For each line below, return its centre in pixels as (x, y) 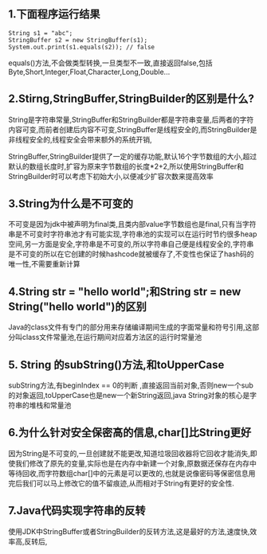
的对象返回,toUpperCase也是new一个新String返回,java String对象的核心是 (129, 396)
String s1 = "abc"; (41, 33)
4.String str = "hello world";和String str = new (125, 292)
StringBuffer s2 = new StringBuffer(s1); (78, 40)
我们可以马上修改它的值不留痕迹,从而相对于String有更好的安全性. (128, 483)
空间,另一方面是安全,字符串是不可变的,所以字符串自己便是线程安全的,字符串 (131, 244)
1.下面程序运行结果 (55, 14)
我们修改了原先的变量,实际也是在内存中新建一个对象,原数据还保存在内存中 (136, 463)
